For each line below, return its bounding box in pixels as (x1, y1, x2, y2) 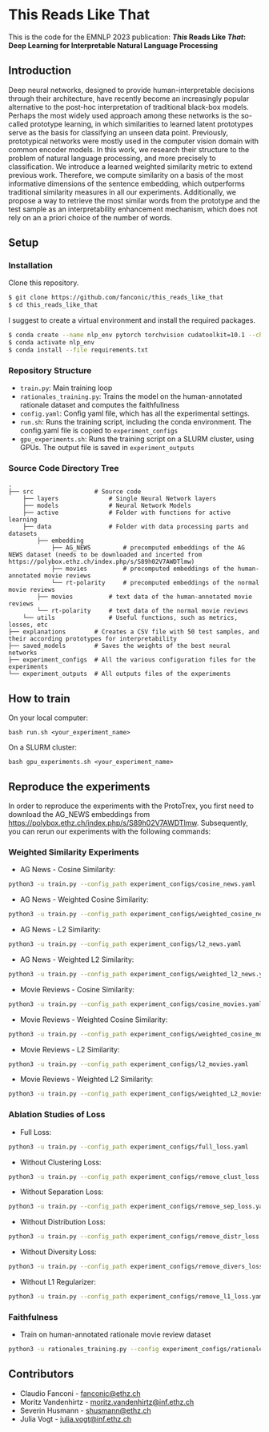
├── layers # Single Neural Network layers (22, 495, 217, 503)
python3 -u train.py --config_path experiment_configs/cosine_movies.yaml (8, 1000, 263, 1008)
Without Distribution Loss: (19, 1217, 106, 1227)
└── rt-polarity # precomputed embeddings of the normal (50, 579, 260, 587)
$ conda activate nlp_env (8, 339, 94, 347)
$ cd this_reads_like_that (8, 301, 98, 309)
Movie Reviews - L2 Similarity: (19, 1044, 120, 1054)
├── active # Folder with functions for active (22, 509, 231, 517)
